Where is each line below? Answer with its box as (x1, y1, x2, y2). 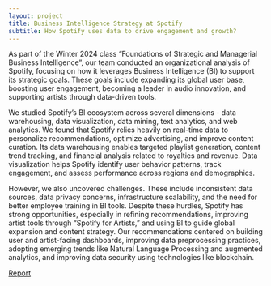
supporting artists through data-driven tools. (8, 92, 157, 102)
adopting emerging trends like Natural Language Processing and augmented (8, 244, 263, 254)
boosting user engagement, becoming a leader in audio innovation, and (8, 83, 247, 93)
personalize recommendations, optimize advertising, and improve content (8, 134, 254, 143)
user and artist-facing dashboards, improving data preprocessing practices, (8, 236, 261, 245)
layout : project (8, 11, 63, 20)
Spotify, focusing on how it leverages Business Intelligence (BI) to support (8, 66, 255, 76)
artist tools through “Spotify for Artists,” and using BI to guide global (8, 218, 235, 228)
